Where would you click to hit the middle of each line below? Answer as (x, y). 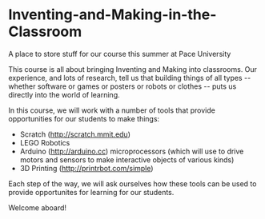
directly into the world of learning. (64, 94)
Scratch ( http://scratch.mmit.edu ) (75, 134)
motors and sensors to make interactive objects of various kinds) (127, 159)
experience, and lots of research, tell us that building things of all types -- (130, 78)
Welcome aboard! (37, 207)
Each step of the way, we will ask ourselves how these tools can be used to (132, 183)
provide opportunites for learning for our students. (91, 192)
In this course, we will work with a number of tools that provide (112, 110)
